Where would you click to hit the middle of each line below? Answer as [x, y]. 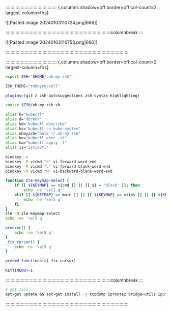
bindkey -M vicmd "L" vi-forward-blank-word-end [58, 166]
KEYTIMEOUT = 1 [19, 270]
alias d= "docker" [24, 119]
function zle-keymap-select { [37, 181]
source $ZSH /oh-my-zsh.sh [33, 105]
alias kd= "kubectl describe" [36, 124]
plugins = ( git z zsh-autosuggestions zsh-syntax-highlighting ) [73, 96]
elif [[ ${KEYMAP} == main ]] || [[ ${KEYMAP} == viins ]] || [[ [85, 195]
